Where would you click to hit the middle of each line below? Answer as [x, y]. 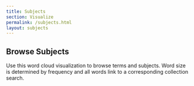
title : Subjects [26, 11]
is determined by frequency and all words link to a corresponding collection [97, 72]
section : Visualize [30, 17]
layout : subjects [27, 28]
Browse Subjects [38, 51]
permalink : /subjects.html [39, 22]
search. [15, 78]
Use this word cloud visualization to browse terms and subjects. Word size [96, 66]
